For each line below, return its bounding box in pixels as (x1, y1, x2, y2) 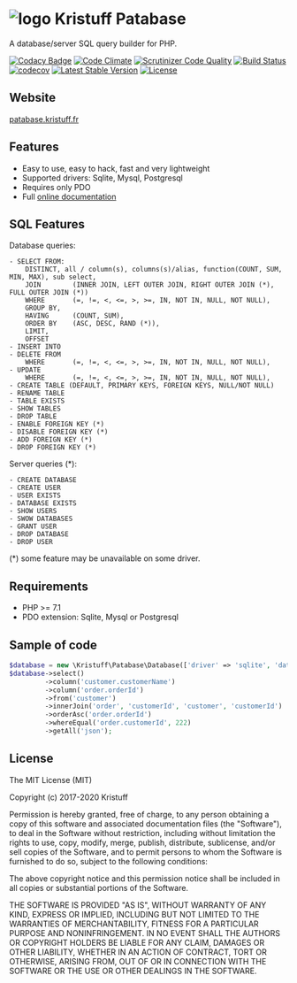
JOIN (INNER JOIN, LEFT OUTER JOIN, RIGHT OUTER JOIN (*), (25, 280, 275, 289)
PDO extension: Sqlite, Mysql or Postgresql (21, 611, 179, 623)
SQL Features (9, 217, 86, 232)
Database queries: (9, 240, 76, 251)
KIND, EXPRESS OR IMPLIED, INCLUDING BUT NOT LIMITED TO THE (9, 909, 260, 919)
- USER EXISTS (9, 491, 62, 500)
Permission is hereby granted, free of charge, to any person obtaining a (9, 809, 270, 819)
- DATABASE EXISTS (9, 499, 77, 508)
